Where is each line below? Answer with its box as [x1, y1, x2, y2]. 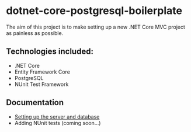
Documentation [6, 98, 64, 107]
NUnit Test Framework [14, 81, 69, 88]
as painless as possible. [6, 29, 64, 36]
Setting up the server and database [14, 113, 100, 120]
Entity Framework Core [14, 68, 70, 75]
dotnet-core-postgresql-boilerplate [6, 4, 183, 18]
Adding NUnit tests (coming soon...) [14, 119, 101, 126]
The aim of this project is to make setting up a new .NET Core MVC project [6, 23, 186, 30]
